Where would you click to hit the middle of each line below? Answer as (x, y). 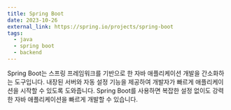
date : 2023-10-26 (33, 20)
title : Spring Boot (36, 14)
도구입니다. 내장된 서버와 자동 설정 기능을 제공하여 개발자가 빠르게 (104, 81)
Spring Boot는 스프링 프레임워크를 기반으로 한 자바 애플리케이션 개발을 (104, 73)
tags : (15, 33)
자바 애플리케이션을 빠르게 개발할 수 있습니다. (76, 99)
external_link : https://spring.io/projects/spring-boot (90, 26)
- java (23, 40)
